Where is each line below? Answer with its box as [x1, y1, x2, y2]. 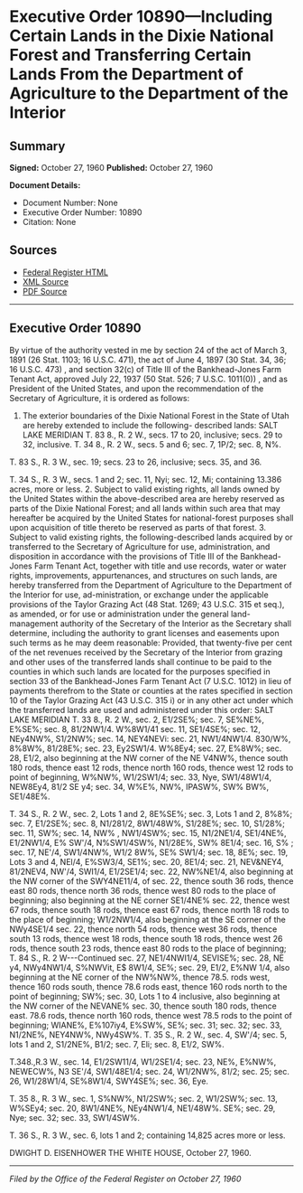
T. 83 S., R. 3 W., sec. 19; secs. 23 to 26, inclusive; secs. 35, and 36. [9, 456, 262, 467]
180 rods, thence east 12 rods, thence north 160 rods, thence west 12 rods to [9, 762, 294, 773]
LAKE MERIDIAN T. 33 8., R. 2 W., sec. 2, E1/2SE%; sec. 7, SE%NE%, [9, 714, 264, 725]
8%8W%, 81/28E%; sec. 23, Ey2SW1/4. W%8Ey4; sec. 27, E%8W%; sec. [9, 743, 282, 754]
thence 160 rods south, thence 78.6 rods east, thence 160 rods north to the [9, 981, 288, 991]
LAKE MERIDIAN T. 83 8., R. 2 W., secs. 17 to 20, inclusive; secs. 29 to [22, 429, 283, 440]
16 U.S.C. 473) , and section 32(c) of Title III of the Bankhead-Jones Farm [9, 363, 282, 374]
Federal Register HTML [22, 267, 109, 277]
